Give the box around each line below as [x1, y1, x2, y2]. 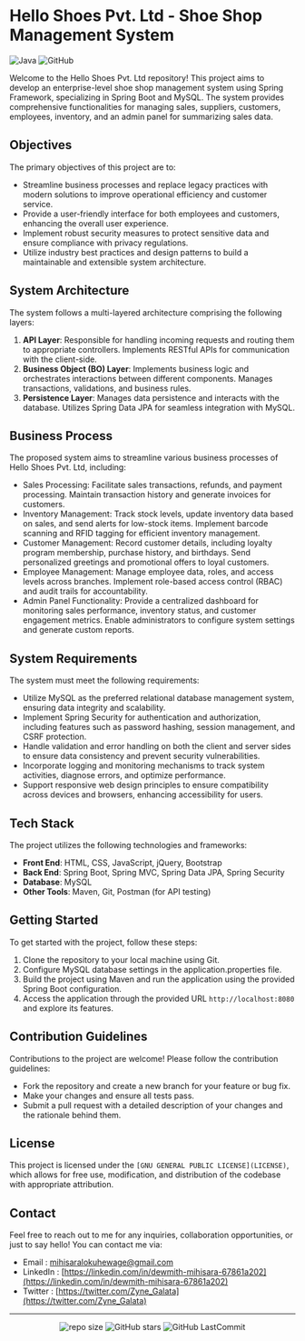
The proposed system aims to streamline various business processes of [9, 452, 279, 464]
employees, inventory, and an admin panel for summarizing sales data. [9, 111, 274, 122]
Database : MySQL [22, 876, 93, 887]
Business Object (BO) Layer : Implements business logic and [22, 363, 250, 374]
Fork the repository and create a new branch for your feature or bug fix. [22, 1080, 290, 1091]
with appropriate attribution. [9, 1179, 114, 1190]
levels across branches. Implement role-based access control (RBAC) [22, 576, 283, 587]
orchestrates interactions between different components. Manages [22, 373, 273, 384]
